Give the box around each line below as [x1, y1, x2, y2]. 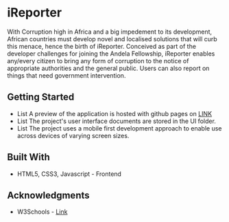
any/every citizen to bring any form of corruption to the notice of [7, 56, 189, 65]
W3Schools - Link [16, 208, 68, 216]
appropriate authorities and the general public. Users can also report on [7, 64, 210, 72]
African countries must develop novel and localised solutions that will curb [7, 34, 217, 43]
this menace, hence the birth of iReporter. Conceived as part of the [7, 42, 197, 50]
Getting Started [7, 91, 75, 103]
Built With [7, 151, 50, 163]
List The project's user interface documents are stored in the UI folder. [16, 117, 216, 125]
